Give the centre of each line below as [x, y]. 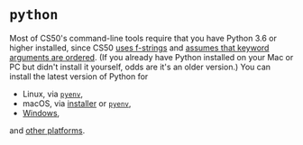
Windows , [41, 113]
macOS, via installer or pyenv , [77, 103]
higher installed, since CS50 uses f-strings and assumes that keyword [139, 48]
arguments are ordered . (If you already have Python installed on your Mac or [151, 57]
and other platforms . [47, 130]
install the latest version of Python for [79, 76]
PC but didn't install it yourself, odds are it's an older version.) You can [140, 67]
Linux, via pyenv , [53, 94]
